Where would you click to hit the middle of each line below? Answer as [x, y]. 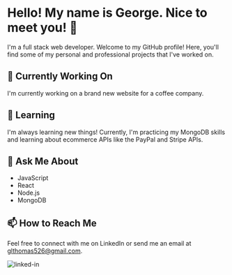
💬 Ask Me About [43, 161]
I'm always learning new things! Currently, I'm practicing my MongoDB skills [116, 132]
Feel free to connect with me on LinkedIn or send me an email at [99, 244]
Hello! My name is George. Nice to [107, 13]
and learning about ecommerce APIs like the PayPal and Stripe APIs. [105, 139]
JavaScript [33, 178]
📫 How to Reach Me [52, 223]
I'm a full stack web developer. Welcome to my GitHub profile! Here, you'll [113, 47]
